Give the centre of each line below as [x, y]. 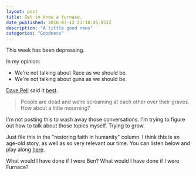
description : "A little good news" [50, 28]
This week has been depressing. [45, 50]
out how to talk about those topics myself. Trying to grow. [75, 126]
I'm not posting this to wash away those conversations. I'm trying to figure [96, 120]
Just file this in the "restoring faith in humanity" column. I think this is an [93, 137]
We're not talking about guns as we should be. [71, 79]
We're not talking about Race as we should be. [71, 73]
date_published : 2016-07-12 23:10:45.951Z [59, 22]
